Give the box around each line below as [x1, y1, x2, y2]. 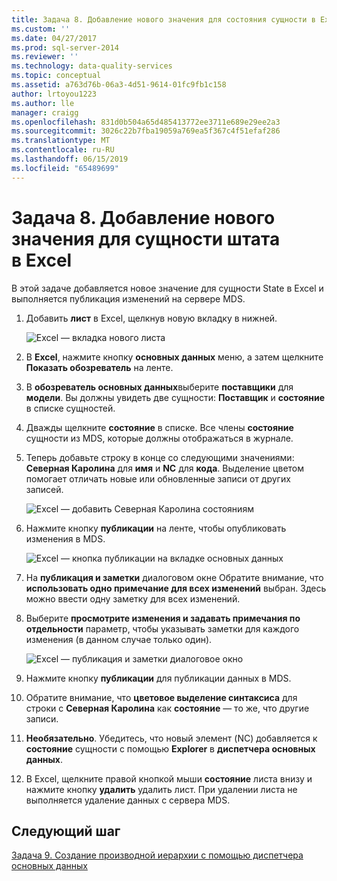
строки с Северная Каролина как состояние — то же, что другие [25, 702, 310, 714]
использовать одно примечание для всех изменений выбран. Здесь [25, 582, 327, 594]
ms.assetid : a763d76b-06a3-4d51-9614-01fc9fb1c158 [11, 80, 227, 90]
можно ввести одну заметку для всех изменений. [25, 592, 241, 605]
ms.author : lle [11, 98, 75, 108]
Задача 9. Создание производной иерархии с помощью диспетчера [11, 849, 304, 861]
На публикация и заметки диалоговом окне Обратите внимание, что [25, 571, 324, 583]
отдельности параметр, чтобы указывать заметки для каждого [25, 622, 300, 635]
